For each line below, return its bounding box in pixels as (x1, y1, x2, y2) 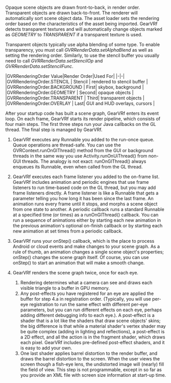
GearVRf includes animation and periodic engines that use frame (12, 179, 149, 185)
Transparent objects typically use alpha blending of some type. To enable (5, 41, 160, 48)
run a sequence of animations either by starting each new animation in (12, 217, 161, 223)
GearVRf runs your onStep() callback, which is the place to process (12, 238, 155, 244)
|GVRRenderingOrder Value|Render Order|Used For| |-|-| (5, 73, 125, 79)
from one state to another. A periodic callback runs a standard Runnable (12, 206, 164, 212)
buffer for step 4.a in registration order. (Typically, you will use (20, 296, 152, 302)
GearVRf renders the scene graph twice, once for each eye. (12, 270, 139, 275)
